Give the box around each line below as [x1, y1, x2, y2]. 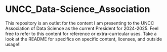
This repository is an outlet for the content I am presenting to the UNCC [5, 20, 154, 26]
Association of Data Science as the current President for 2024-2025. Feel [5, 25, 159, 31]
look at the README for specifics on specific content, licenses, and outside [5, 36, 162, 42]
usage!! [5, 41, 21, 47]
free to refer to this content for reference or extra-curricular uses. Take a [5, 30, 157, 36]
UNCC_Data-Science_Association [5, 3, 150, 15]
